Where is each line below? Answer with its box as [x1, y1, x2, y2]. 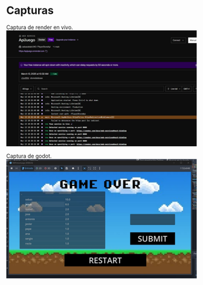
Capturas [6, 4, 54, 18]
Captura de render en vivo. [6, 24, 74, 31]
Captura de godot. [6, 152, 52, 160]
